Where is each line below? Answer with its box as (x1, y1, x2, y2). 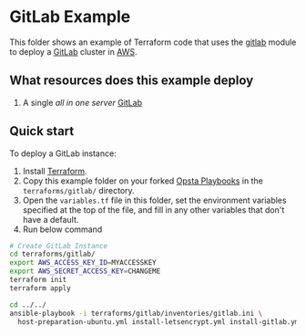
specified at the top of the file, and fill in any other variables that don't (22, 204, 285, 215)
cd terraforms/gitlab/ (9, 249, 96, 259)
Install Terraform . (22, 165, 88, 176)
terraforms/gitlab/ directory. (22, 184, 135, 195)
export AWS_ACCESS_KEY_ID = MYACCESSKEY (9, 258, 157, 268)
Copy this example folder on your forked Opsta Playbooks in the (22, 175, 264, 186)
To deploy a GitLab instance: (9, 148, 117, 159)
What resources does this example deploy (9, 73, 254, 89)
